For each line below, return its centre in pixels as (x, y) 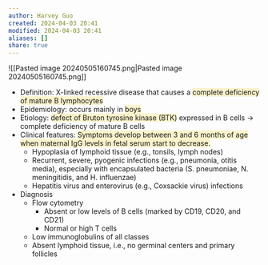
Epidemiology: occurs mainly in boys (80, 110)
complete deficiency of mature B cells (82, 126)
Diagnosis (36, 195)
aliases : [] (28, 38)
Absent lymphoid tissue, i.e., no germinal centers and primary (133, 246)
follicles (44, 254)
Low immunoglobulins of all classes (90, 237)
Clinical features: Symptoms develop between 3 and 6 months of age (134, 135)
